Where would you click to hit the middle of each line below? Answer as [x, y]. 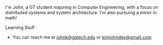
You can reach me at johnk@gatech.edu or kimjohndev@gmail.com [82, 37]
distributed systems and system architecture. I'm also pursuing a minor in [81, 12]
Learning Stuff [20, 27]
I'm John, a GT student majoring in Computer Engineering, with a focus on [82, 7]
